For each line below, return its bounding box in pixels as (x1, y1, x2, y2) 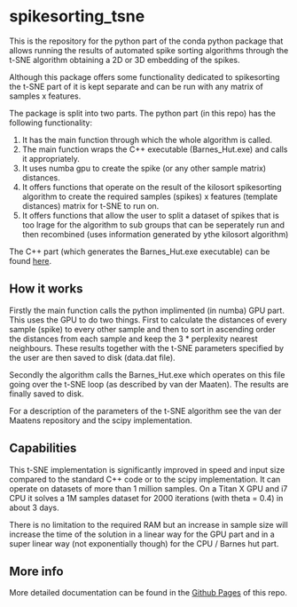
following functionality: (9, 117, 93, 128)
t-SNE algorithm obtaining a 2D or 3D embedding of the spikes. (9, 54, 240, 65)
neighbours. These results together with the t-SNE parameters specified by (9, 342, 285, 353)
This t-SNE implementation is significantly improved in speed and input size (9, 464, 285, 475)
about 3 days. (9, 502, 59, 513)
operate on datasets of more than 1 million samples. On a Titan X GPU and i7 (9, 483, 288, 494)
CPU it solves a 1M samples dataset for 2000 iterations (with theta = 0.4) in (9, 492, 284, 503)
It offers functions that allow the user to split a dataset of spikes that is (21, 210, 279, 220)
